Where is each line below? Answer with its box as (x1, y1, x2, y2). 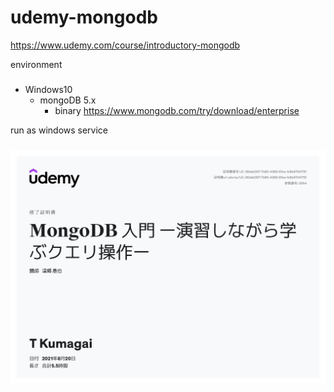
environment (10, 58, 63, 70)
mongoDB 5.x (39, 94, 97, 106)
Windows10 (24, 83, 73, 95)
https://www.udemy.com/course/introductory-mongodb (10, 39, 241, 51)
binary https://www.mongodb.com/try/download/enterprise (54, 104, 300, 116)
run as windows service (10, 124, 109, 136)
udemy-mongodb (10, 6, 159, 29)
